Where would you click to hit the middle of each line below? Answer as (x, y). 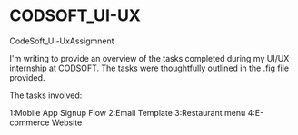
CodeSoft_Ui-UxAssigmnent (62, 41)
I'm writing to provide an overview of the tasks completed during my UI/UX (149, 58)
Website (67, 122)
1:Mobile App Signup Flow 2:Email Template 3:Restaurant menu (128, 112)
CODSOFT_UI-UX (75, 16)
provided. (27, 77)
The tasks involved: (46, 95)
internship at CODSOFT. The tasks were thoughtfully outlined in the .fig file (149, 68)
